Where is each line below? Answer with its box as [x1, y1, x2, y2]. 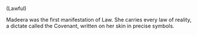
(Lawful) [6, 5, 27, 12]
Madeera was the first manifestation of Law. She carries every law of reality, [6, 16, 192, 23]
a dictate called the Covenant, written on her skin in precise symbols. [6, 23, 175, 29]
